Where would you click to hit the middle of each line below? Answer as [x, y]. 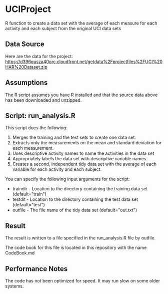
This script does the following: [36, 128]
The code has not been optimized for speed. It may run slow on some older [83, 281]
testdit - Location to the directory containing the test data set [75, 199]
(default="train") [29, 194]
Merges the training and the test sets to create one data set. [74, 137]
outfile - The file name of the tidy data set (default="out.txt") [75, 210]
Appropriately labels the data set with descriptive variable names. [80, 159]
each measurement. [33, 148]
